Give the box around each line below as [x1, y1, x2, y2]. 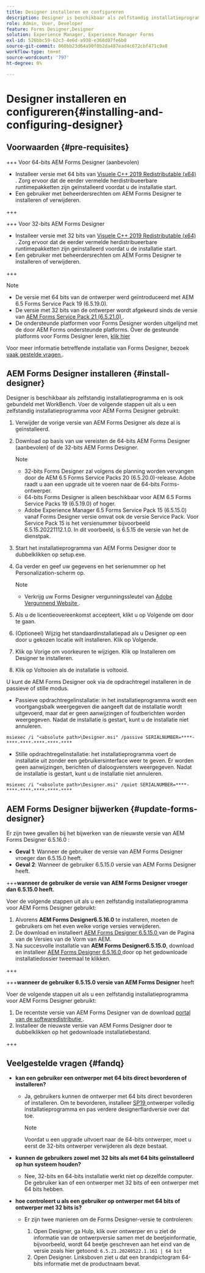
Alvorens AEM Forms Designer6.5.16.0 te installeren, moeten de [15, 916, 178, 924]
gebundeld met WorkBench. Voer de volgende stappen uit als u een [6, 401, 177, 408]
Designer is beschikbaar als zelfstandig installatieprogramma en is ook [6, 394, 184, 401]
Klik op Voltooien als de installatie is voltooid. [15, 666, 129, 674]
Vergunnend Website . [24, 599, 81, 607]
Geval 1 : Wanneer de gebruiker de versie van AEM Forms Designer [15, 848, 183, 855]
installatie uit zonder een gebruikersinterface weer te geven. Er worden [15, 757, 194, 765]
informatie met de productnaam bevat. [44, 1260, 141, 1267]
